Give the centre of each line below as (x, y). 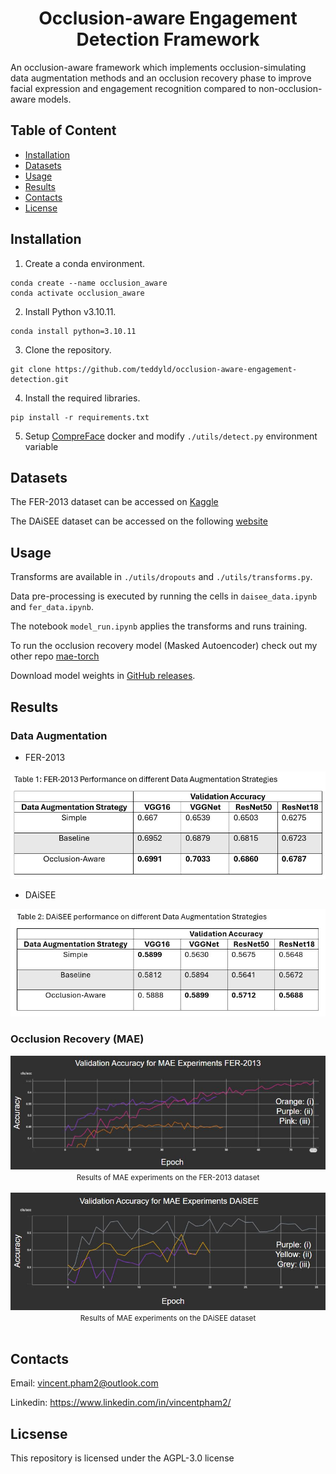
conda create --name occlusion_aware (89, 283)
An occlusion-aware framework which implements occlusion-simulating (158, 67)
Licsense (39, 1433)
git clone (31, 369)
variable (41, 446)
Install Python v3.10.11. (70, 311)
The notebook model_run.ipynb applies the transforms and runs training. (159, 626)
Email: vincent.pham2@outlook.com (84, 1383)
